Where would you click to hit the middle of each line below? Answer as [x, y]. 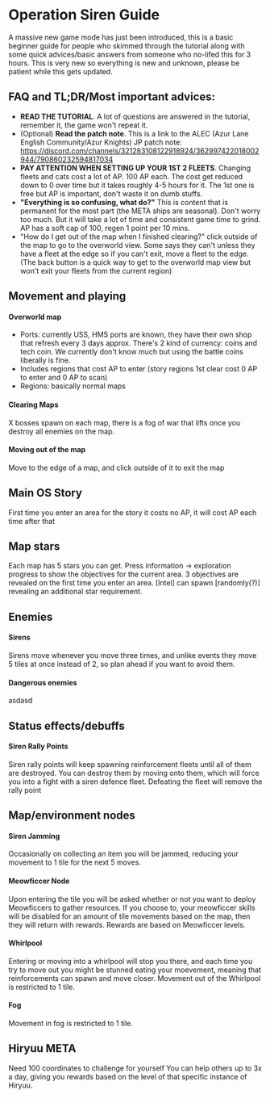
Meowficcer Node [39, 881]
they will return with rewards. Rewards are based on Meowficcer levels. [127, 924]
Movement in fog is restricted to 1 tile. [71, 1023]
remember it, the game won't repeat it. [84, 125]
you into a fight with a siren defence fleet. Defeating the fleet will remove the [135, 782]
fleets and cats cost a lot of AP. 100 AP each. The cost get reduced [131, 176]
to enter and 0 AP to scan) [64, 378]
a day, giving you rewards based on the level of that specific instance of [128, 1076]
